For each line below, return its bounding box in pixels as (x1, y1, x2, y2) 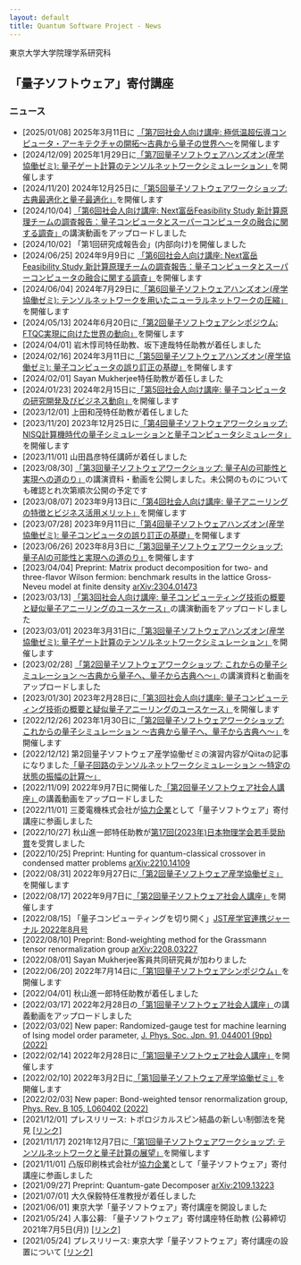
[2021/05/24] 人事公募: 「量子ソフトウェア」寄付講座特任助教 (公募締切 (21, 1213, 287, 1224)
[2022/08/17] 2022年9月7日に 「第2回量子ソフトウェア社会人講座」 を (21, 891, 279, 902)
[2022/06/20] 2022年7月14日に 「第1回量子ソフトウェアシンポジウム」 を (21, 966, 290, 977)
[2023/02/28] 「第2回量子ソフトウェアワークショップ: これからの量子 (21, 659, 280, 670)
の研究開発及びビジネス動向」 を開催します (21, 396, 180, 406)
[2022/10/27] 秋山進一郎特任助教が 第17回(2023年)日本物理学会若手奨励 (21, 827, 286, 838)
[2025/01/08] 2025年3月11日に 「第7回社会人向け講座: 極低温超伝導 (21, 127, 272, 138)
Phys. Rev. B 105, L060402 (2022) (21, 1103, 149, 1115)
